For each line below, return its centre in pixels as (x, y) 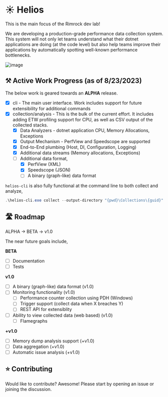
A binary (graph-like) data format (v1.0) (53, 287)
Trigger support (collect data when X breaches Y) (72, 304)
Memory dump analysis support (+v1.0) (53, 341)
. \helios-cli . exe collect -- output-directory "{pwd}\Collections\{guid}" (85, 201)
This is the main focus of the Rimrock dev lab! (53, 24)
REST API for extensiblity (46, 310)
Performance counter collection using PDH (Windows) (76, 298)
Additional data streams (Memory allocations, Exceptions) (80, 153)
